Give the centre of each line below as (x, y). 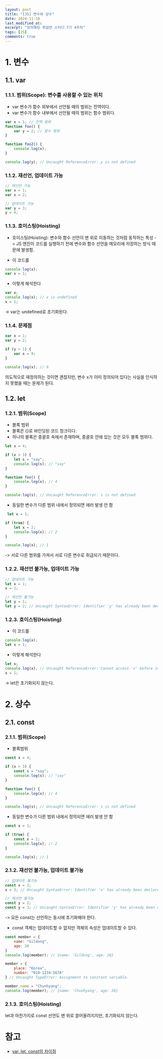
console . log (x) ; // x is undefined (41, 297)
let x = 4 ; (16, 446)
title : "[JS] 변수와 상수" (30, 14)
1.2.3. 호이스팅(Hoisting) (33, 619)
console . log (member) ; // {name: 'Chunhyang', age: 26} (62, 990)
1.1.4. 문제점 (19, 325)
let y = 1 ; (16, 602)
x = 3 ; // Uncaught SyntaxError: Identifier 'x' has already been (73, 890)
